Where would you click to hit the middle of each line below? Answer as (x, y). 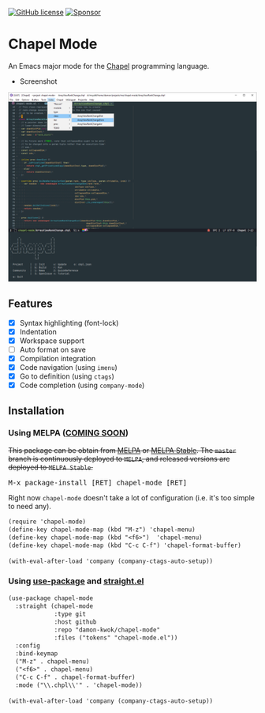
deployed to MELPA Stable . (50, 467)
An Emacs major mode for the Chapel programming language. (109, 66)
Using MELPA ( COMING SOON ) (68, 433)
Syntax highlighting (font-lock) (69, 323)
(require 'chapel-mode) (47, 522)
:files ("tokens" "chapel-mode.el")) (116, 638)
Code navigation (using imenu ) (69, 367)
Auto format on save (53, 349)
